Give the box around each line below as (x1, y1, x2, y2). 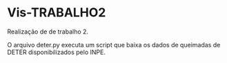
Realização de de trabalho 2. (7, 27, 88, 36)
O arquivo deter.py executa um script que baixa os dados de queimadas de (7, 40, 221, 49)
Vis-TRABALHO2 (7, 5, 106, 21)
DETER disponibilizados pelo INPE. (7, 48, 106, 56)
